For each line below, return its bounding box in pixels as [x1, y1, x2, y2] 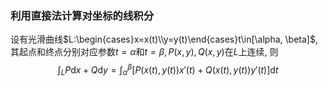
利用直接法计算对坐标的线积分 [10, 8, 155, 22]
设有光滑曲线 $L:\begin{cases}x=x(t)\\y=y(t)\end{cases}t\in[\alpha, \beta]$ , [10, 33, 318, 46]
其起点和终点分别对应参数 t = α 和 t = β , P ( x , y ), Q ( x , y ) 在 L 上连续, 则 [10, 46, 279, 58]
